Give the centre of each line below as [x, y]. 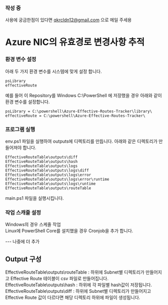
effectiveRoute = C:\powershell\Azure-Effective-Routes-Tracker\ [75, 116]
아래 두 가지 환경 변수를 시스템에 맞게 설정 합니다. [54, 71]
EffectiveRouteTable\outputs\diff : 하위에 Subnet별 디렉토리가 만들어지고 [78, 291]
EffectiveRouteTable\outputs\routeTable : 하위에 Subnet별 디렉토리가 [75, 272]
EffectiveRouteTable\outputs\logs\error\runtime [57, 180]
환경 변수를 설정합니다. [27, 102]
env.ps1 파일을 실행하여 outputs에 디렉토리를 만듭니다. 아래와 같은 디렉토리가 [81, 141]
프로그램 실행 [20, 129]
